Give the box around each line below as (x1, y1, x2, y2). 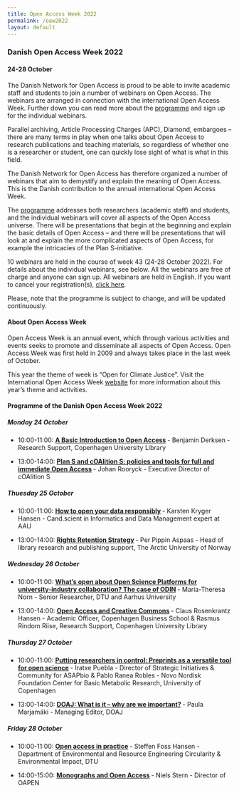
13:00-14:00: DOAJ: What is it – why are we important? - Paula (17, 700, 204, 709)
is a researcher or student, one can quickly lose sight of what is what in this (7, 148, 229, 156)
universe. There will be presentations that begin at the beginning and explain (7, 220, 232, 229)
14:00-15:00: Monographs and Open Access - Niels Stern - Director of (17, 771, 226, 779)
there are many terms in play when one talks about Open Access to (7, 133, 205, 141)
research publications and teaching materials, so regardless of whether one (7, 140, 229, 148)
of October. (7, 356, 41, 364)
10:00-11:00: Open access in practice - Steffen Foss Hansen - (17, 742, 201, 751)
